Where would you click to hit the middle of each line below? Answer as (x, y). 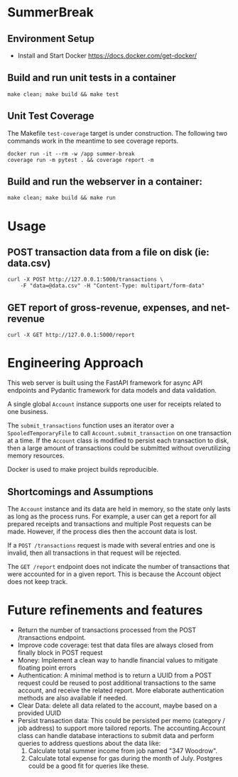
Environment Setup (51, 39)
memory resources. (36, 456)
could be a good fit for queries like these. (88, 766)
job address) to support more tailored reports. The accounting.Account (121, 728)
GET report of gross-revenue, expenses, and (108, 307)
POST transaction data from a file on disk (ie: (108, 252)
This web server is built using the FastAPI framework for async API (105, 383)
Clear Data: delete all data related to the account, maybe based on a (117, 705)
